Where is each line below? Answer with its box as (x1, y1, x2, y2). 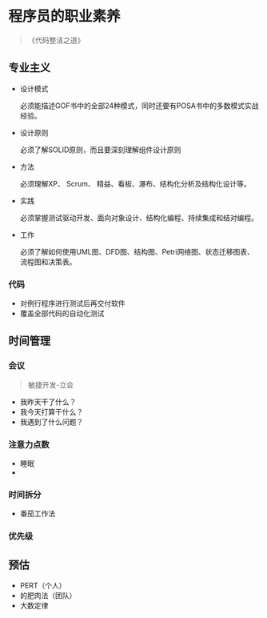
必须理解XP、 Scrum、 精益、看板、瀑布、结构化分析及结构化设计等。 (19, 179, 251, 188)
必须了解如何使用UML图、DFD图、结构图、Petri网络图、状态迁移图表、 (19, 247, 254, 256)
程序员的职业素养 (8, 7, 122, 26)
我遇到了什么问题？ (19, 417, 84, 427)
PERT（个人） (19, 581, 66, 591)
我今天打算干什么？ (19, 407, 84, 416)
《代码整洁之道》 (27, 35, 85, 45)
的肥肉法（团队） (19, 591, 77, 600)
